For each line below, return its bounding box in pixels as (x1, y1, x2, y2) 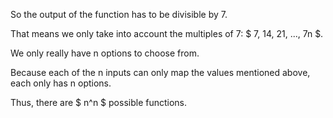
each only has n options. (10, 77, 112, 89)
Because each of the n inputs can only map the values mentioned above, (10, 67, 311, 78)
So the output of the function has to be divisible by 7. (10, 9, 228, 20)
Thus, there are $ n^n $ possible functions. (10, 97, 188, 108)
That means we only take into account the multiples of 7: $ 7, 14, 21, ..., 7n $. (10, 28, 324, 39)
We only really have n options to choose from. (10, 47, 200, 59)
